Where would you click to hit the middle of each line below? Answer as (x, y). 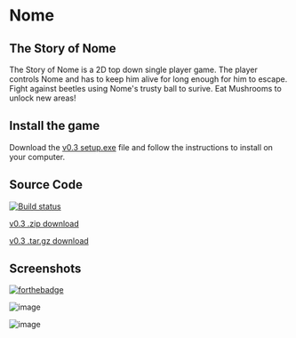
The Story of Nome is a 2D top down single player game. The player (133, 69)
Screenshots (45, 269)
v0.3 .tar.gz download (49, 240)
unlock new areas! (43, 98)
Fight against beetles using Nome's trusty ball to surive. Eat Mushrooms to (145, 89)
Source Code (46, 185)
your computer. (37, 157)
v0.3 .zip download (44, 223)
